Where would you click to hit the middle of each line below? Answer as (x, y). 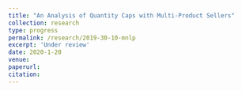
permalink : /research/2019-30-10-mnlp (72, 38)
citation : (25, 74)
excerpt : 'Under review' (49, 45)
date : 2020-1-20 (35, 52)
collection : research (44, 23)
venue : (19, 60)
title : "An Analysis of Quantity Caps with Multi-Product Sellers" (122, 15)
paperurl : (25, 67)
